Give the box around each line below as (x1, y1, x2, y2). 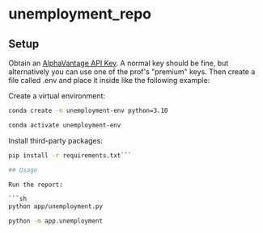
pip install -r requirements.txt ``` (8, 151, 132, 160)
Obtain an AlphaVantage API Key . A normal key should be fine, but (8, 58, 229, 68)
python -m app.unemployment (8, 217, 104, 226)
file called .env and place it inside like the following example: (8, 76, 210, 85)
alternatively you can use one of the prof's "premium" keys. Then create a (8, 67, 256, 77)
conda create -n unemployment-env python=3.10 (8, 106, 168, 114)
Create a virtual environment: (8, 91, 106, 101)
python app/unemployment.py (8, 202, 104, 210)
